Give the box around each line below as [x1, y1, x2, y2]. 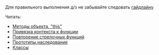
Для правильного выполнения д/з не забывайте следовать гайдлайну [5, 4, 154, 10]
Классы [12, 45, 29, 50]
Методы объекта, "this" [12, 23, 62, 29]
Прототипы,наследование [12, 39, 68, 45]
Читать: [5, 14, 21, 19]
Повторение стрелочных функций [12, 34, 84, 40]
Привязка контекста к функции [12, 29, 79, 34]
